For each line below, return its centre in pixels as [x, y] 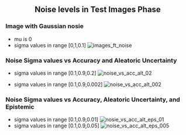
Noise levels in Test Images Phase [98, 10]
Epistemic [20, 106]
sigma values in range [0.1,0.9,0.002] [58, 84]
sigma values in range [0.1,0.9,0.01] [56, 120]
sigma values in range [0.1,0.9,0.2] [55, 73]
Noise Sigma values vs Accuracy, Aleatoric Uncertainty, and [93, 99]
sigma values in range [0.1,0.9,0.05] [57, 126]
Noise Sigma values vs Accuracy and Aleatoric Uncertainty [91, 60]
